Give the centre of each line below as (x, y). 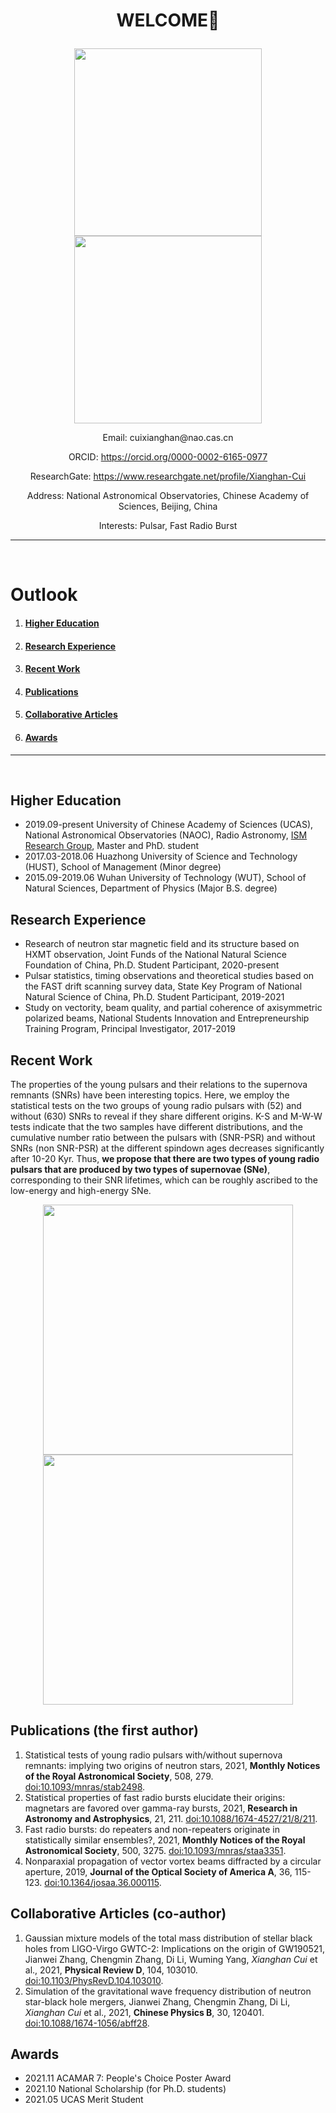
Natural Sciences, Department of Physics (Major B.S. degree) (151, 888)
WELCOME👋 (168, 20)
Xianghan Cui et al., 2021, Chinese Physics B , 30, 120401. (144, 2012)
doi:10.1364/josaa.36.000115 (102, 1882)
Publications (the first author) (104, 1730)
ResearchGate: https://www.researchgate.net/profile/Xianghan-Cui (168, 476)
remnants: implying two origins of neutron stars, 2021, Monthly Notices (172, 1765)
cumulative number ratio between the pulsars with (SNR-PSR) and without (163, 1137)
